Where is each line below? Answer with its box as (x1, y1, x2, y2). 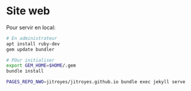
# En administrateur (6, 35, 58, 41)
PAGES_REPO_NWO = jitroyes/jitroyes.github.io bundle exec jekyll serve (6, 79, 186, 85)
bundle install (6, 68, 44, 74)
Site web (6, 4, 50, 18)
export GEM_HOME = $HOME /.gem (6, 62, 76, 69)
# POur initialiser (6, 57, 55, 63)
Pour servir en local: (6, 24, 56, 31)
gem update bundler (6, 46, 55, 52)
